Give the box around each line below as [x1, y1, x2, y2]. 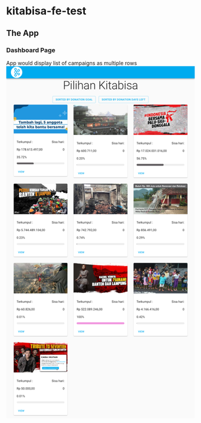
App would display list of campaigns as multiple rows [6, 59, 138, 66]
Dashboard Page [6, 46, 56, 54]
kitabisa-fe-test [6, 4, 87, 18]
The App [6, 28, 39, 38]
